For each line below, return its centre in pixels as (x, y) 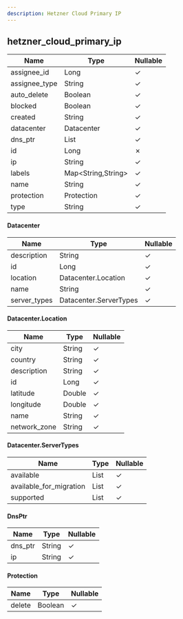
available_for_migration (48, 487)
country (23, 359)
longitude (26, 404)
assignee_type (34, 83)
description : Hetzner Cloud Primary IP (64, 13)
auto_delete (30, 95)
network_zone (33, 427)
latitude (23, 393)
